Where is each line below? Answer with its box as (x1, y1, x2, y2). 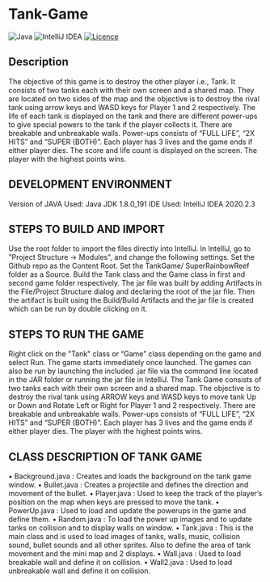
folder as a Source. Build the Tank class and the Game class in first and (8, 270, 246, 279)
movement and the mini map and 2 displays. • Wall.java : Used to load (8, 549, 241, 559)
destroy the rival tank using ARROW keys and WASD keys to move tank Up (8, 392, 257, 401)
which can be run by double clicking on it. (8, 304, 148, 314)
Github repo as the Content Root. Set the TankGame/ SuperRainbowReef (8, 261, 250, 271)
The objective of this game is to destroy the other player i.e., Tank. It (8, 76, 236, 86)
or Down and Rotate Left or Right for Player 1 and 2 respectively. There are (8, 401, 256, 410)
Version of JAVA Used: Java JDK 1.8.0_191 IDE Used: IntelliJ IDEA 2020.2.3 (8, 199, 256, 209)
